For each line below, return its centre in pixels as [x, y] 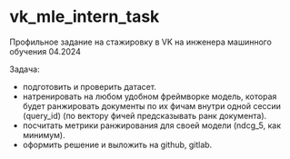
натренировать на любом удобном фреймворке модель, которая [150, 96]
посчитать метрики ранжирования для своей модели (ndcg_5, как [152, 125]
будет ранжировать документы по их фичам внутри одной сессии [152, 105]
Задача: [25, 69]
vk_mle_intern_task [85, 17]
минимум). [44, 134]
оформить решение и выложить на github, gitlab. [117, 144]
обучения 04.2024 [45, 51]
